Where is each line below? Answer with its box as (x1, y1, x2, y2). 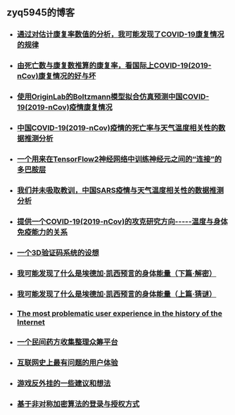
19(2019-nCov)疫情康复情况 (16, 103, 113, 113)
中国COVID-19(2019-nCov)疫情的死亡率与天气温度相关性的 (16, 123, 219, 133)
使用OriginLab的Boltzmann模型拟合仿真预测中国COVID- (16, 92, 210, 102)
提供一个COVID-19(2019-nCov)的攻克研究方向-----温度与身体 (16, 217, 228, 226)
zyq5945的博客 (6, 6, 75, 19)
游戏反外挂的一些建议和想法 (16, 378, 111, 388)
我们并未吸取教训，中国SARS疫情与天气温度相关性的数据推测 (16, 185, 224, 195)
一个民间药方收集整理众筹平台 (16, 337, 118, 347)
